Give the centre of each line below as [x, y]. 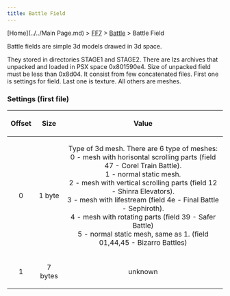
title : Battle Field [37, 13]
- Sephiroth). [143, 208]
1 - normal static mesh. [143, 174]
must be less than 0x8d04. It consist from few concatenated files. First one [113, 74]
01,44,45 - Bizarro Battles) [143, 242]
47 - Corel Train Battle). [143, 165]
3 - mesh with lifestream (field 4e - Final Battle [143, 200]
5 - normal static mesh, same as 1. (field [143, 234]
